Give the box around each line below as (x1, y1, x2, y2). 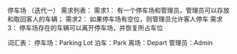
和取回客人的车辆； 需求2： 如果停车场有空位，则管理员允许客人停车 (7, 15, 209, 23)
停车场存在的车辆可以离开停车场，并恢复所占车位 (19, 24, 163, 32)
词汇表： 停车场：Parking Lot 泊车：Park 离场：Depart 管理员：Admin (7, 39, 213, 47)
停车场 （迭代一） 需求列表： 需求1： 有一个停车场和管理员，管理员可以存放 (7, 6, 230, 14)
